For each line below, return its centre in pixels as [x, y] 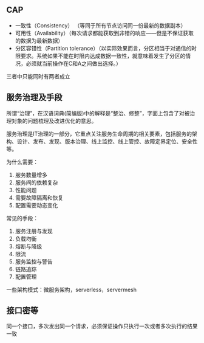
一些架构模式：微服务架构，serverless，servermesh [71, 289]
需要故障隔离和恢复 [39, 198]
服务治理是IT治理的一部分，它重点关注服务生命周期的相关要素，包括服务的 [99, 134]
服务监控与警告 [34, 262]
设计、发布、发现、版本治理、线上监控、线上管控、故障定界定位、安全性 [107, 141]
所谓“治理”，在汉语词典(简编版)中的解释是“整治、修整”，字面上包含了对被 [98, 113]
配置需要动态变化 [36, 205]
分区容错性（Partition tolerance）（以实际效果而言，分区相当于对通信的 [103, 48]
